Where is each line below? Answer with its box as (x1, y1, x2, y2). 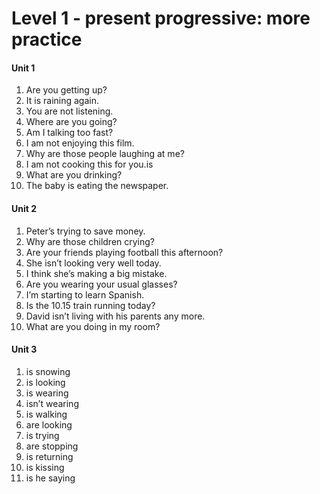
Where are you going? (25, 116, 118, 128)
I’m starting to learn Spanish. (25, 288, 145, 301)
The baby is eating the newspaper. (25, 180, 169, 192)
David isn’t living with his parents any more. (25, 310, 206, 322)
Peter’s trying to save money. (25, 225, 146, 237)
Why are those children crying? (25, 235, 156, 247)
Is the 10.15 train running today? (25, 299, 156, 311)
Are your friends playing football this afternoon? (25, 246, 224, 258)
